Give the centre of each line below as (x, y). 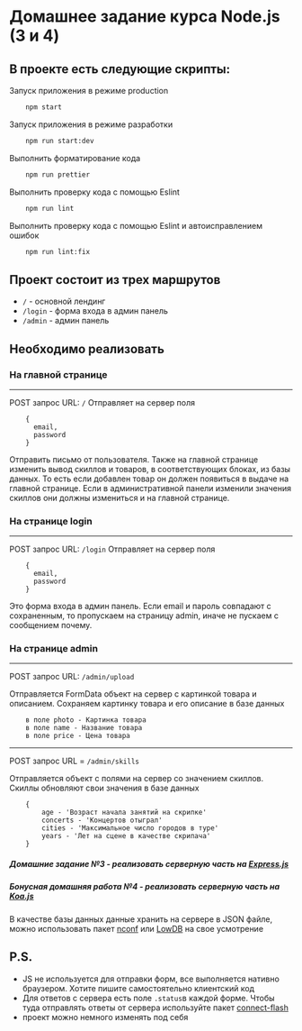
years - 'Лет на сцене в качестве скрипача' (126, 836)
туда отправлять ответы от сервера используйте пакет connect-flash (155, 1008)
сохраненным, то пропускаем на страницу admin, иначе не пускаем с (144, 616)
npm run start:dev (60, 141)
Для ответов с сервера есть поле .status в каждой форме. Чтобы (149, 998)
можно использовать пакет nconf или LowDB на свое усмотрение (136, 928)
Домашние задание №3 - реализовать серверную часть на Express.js (149, 864)
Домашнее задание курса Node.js (145, 17)
